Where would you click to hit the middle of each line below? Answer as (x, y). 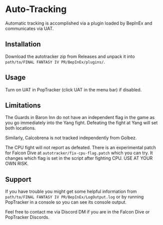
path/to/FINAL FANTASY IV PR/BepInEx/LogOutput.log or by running (74, 197)
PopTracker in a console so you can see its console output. (66, 202)
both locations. (20, 128)
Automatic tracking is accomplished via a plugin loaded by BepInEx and (79, 23)
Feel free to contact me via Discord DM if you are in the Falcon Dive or (77, 212)
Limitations (23, 105)
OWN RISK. (17, 164)
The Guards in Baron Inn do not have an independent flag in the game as (80, 118)
